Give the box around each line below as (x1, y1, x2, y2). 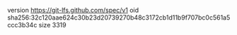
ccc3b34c (7, 21, 37, 29)
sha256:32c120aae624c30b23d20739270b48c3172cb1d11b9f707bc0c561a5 (7, 13, 231, 22)
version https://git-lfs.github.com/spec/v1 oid (7, 6, 139, 14)
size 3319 (38, 21, 67, 29)
